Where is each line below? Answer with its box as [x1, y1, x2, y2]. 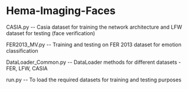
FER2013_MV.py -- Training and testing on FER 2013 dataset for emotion [6, 41, 182, 48]
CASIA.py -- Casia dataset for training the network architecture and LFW [6, 23, 183, 30]
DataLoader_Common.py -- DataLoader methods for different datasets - [6, 59, 182, 66]
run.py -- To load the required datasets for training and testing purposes [6, 76, 182, 83]
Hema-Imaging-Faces [6, 4, 116, 18]
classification [6, 47, 38, 54]
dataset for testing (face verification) [6, 29, 95, 36]
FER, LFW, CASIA [6, 64, 48, 71]
